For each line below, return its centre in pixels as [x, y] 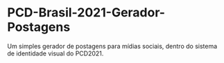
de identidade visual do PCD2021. [55, 53]
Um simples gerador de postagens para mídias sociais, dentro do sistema [112, 46]
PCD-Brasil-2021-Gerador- [86, 13]
